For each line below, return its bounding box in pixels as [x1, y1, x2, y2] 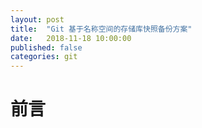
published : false [10, 42, 83, 53]
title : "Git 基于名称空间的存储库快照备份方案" [10, 24, 193, 34]
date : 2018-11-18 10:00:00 [10, 33, 132, 43]
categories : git [10, 52, 78, 62]
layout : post [10, 14, 65, 25]
